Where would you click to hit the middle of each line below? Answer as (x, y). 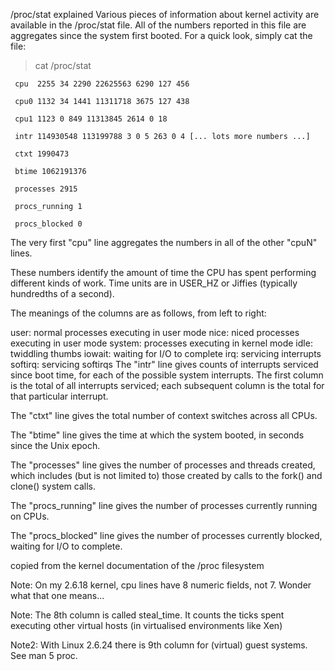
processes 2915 (46, 189)
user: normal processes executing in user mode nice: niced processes (155, 332)
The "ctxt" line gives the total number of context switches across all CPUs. (164, 415)
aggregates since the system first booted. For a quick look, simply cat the (161, 35)
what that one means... (57, 595)
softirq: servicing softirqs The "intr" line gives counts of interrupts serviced (164, 364)
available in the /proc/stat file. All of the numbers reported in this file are (158, 25)
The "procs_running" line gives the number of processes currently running (164, 505)
